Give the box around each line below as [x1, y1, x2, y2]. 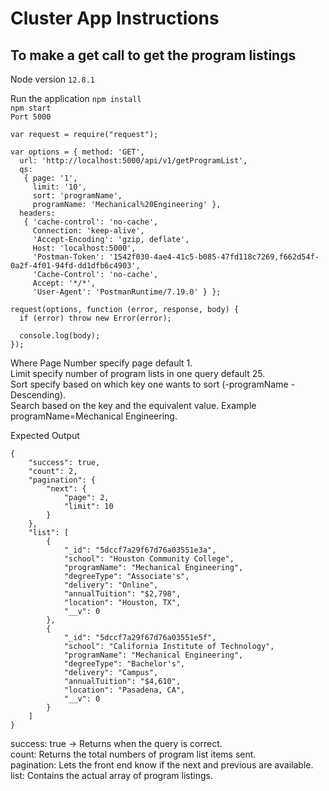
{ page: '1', [23, 173, 78, 183]
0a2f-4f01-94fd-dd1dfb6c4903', [10, 261, 141, 271]
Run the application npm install [10, 93, 142, 104]
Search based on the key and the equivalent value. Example [10, 400, 257, 411]
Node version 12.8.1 [10, 73, 95, 85]
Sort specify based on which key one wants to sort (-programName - [10, 378, 295, 390]
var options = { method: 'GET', [10, 147, 145, 157]
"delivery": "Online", [63, 580, 159, 590]
